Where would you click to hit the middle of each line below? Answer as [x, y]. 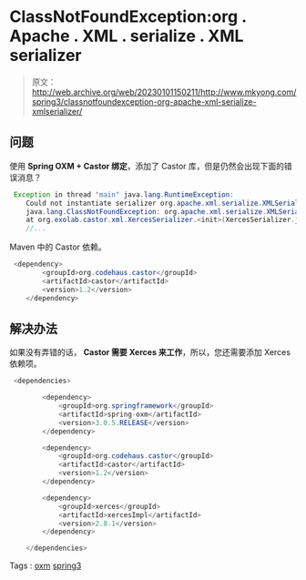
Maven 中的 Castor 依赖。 [58, 247]
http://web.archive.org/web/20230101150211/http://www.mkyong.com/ [164, 92]
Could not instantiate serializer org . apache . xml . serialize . [144, 203]
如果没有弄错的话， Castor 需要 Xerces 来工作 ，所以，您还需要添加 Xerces [150, 352]
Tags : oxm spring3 [46, 565]
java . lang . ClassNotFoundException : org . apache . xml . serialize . [146, 211]
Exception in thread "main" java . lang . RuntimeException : [123, 194]
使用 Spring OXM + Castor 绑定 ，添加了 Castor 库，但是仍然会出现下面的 [147, 166]
